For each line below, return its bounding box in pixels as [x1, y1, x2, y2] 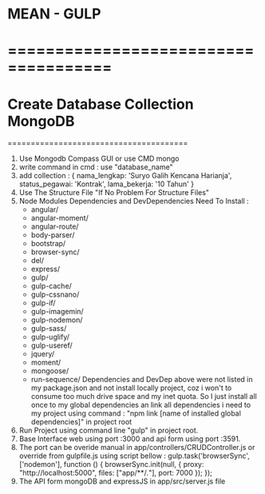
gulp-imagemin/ [30, 307, 85, 317]
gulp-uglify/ [30, 333, 69, 342]
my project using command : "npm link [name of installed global [30, 408, 241, 418]
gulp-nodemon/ [30, 315, 83, 325]
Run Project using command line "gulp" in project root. [18, 425, 199, 436]
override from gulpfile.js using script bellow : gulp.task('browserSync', [18, 451, 251, 460]
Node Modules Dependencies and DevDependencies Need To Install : [18, 197, 249, 206]
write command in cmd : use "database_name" [18, 162, 173, 172]
